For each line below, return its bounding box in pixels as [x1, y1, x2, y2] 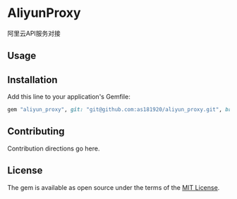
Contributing [7, 125, 65, 138]
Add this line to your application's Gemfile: [7, 93, 130, 101]
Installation [7, 74, 58, 86]
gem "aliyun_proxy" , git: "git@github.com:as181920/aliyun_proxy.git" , [7, 106, 222, 113]
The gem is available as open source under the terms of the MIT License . [7, 183, 220, 191]
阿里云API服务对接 [7, 29, 61, 37]
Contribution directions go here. [7, 144, 100, 153]
